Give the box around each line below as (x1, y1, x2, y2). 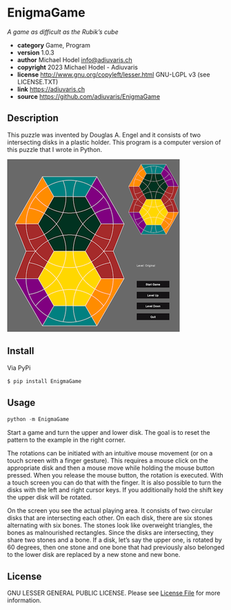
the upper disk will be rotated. (7, 493, 92, 502)
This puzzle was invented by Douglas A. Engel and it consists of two (7, 130, 201, 139)
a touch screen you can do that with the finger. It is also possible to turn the (7, 478, 222, 487)
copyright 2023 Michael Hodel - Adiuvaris (17, 63, 138, 71)
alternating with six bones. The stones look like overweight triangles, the (7, 521, 213, 529)
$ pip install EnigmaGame (7, 377, 81, 384)
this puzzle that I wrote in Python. (7, 145, 102, 153)
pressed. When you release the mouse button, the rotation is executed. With (7, 471, 224, 480)
